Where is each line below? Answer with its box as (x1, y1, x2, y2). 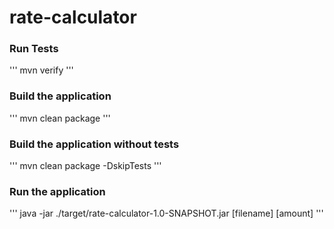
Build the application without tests (9, 137, 180, 151)
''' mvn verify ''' (9, 64, 74, 76)
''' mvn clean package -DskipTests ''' (9, 160, 162, 172)
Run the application (9, 185, 106, 198)
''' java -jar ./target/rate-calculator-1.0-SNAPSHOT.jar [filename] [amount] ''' (9, 207, 324, 220)
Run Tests (9, 42, 59, 56)
